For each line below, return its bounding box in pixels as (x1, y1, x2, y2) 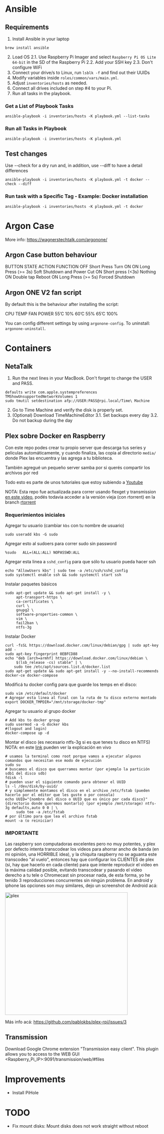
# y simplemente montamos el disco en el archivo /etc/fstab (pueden (5, 788, 150, 793)
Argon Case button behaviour (5, 251, 97, 259)
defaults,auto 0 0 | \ (11, 806, 58, 810)
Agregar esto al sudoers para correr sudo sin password (5, 541, 117, 547)
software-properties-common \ (16, 612, 78, 617)
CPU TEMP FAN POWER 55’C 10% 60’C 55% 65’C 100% (5, 311, 118, 317)
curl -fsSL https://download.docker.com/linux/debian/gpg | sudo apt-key (5, 643, 159, 648)
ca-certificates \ (16, 599, 54, 604)
